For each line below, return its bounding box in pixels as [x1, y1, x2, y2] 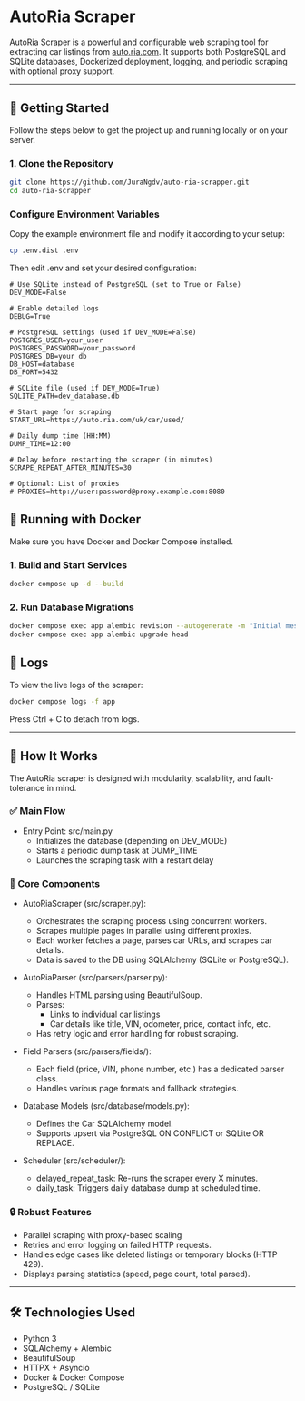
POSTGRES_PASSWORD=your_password [9, 343, 136, 352]
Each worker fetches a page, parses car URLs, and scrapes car [35, 935, 273, 946]
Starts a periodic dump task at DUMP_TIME [35, 845, 198, 856]
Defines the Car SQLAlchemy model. [35, 1118, 174, 1130]
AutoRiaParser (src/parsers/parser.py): [22, 972, 168, 983]
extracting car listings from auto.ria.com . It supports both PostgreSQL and [9, 46, 286, 56]
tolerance [9, 782, 45, 793]
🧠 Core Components [9, 877, 101, 889]
